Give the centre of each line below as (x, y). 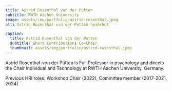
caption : (15, 34)
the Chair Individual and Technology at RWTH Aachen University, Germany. (85, 68)
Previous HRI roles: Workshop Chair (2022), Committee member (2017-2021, (86, 78)
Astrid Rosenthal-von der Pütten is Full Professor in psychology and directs (85, 63)
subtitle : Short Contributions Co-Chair (54, 43)
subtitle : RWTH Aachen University (42, 15)
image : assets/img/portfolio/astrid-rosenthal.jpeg (62, 20)
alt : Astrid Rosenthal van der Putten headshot (57, 24)
